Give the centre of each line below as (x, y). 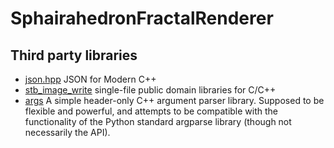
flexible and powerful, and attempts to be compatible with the (151, 111)
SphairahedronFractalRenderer (142, 18)
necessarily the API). (67, 132)
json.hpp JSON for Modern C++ (90, 79)
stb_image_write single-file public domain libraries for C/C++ (150, 90)
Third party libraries (74, 55)
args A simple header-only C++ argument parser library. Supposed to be (174, 100)
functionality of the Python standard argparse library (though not (158, 121)
